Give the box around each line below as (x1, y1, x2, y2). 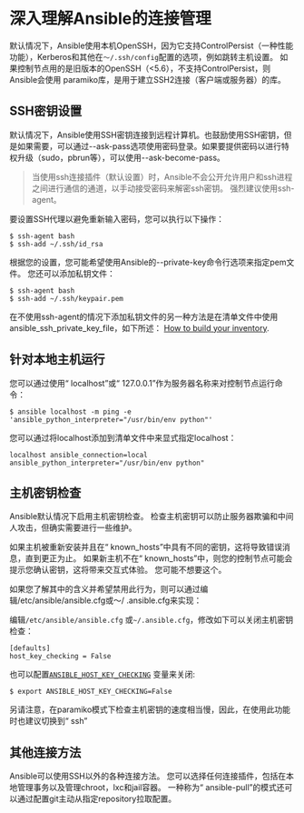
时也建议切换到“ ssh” (9, 716, 88, 727)
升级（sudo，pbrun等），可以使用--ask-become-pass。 (16, 152, 225, 163)
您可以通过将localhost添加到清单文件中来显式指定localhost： (9, 432, 237, 443)
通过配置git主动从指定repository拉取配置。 (16, 793, 177, 805)
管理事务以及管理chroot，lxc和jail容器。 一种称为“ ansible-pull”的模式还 (16, 782, 285, 793)
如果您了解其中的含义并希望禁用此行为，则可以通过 (9, 584, 201, 595)
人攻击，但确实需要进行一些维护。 (9, 522, 137, 533)
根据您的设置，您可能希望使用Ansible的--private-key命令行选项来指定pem (9, 256, 287, 267)
